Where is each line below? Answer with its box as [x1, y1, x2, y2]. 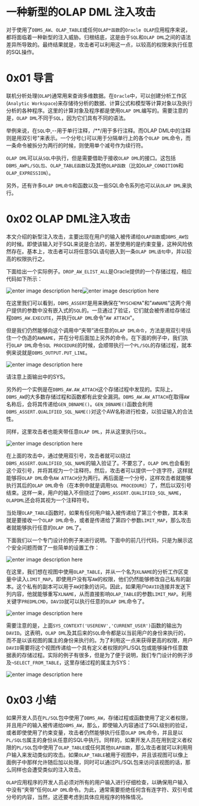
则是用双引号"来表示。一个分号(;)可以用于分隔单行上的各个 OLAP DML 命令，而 [6, 134, 191, 141]
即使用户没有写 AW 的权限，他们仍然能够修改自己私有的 [56, 575, 186, 582]
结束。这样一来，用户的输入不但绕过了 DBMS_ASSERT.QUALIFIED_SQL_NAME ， [6, 489, 185, 496]
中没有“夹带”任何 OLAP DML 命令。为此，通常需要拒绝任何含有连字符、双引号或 [6, 786, 193, 793]
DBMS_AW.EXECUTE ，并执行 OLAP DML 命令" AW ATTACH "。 [11, 314, 138, 321]
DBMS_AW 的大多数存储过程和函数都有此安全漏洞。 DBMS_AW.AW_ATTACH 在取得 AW [6, 393, 190, 400]
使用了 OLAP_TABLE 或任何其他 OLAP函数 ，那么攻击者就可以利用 [42, 744, 188, 751]
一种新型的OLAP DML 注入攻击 [6, 5, 156, 19]
